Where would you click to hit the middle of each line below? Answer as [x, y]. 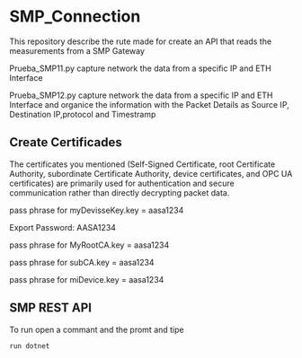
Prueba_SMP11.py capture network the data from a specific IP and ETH [140, 68]
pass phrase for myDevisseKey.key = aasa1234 [97, 210]
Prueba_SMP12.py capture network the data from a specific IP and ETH [141, 95]
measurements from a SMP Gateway [77, 50]
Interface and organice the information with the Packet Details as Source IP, [149, 104]
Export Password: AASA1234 [63, 227]
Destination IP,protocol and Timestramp [83, 114]
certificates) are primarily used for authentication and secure [122, 183]
